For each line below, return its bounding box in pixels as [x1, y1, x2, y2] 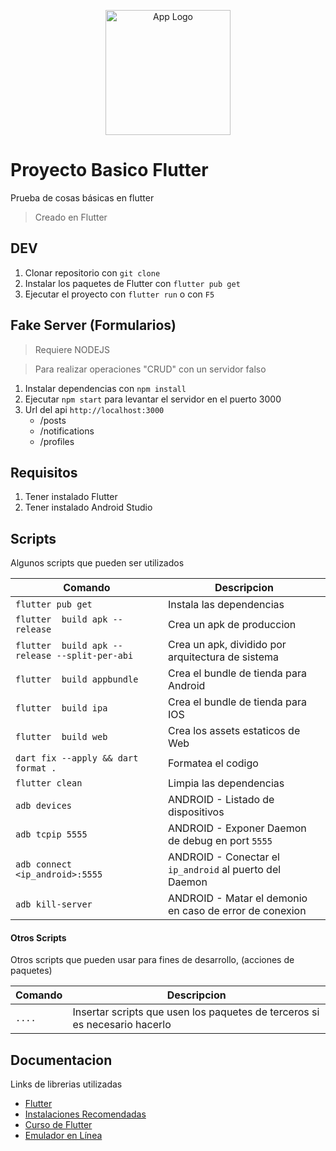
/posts [39, 414, 67, 426]
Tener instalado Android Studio [24, 501, 153, 514]
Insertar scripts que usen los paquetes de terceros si [72, 1005, 320, 1019]
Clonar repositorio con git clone [24, 266, 161, 279]
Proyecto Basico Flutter [10, 159, 209, 182]
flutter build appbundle [15, 674, 139, 685]
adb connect [15, 859, 73, 870]
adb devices [15, 800, 73, 812]
